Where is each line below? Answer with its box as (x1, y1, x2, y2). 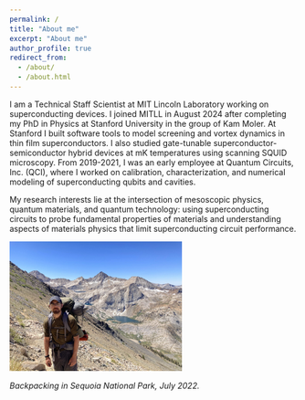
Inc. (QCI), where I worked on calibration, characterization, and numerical (9, 166, 286, 177)
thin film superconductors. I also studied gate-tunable (9, 137, 212, 148)
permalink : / (9, 15, 59, 24)
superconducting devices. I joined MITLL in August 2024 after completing (9, 108, 287, 119)
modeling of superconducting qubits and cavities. (9, 176, 196, 187)
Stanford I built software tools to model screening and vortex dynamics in (9, 128, 286, 139)
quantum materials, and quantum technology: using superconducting (9, 204, 269, 215)
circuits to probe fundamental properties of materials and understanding (9, 213, 281, 224)
